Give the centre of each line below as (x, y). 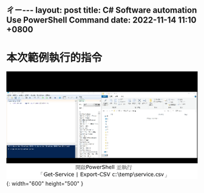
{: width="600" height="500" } (45, 183)
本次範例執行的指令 (54, 57)
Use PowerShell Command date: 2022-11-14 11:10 (101, 20)
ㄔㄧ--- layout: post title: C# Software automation (102, 10)
